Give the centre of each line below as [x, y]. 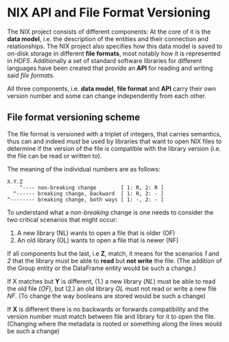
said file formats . [31, 75]
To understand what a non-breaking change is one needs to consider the [110, 212]
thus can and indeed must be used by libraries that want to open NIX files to [114, 141]
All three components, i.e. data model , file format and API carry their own [112, 88]
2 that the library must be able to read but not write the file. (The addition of [114, 260]
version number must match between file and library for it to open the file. [111, 316]
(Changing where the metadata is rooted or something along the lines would [114, 323]
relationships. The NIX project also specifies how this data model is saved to [115, 46]
